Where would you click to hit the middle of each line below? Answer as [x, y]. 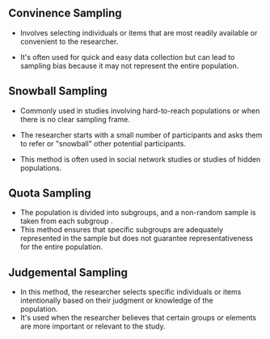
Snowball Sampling [58, 91]
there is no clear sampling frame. [75, 119]
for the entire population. [61, 247]
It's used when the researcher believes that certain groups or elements [138, 318]
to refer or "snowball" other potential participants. [103, 143]
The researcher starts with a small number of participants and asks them [141, 135]
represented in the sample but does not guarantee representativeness [136, 239]
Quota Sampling [50, 193]
